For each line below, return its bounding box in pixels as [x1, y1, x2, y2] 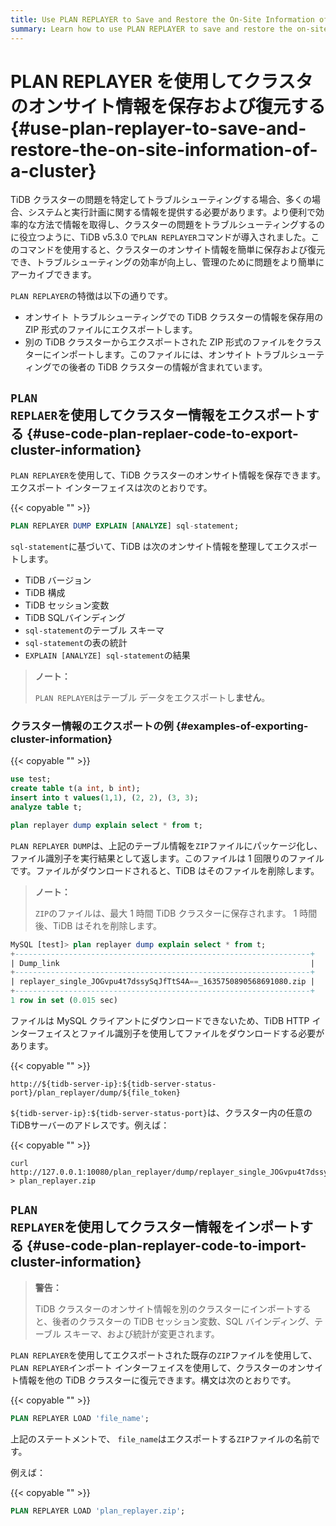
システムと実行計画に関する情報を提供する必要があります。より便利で [27, 206, 316, 218]
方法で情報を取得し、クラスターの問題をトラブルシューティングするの [36, 219, 325, 231]
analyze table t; [10, 802, 83, 813]
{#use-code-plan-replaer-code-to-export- [26, 425, 299, 442]
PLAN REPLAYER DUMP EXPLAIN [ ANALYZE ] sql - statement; [10, 521, 240, 531]
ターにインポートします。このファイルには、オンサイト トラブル [24, 349, 290, 361]
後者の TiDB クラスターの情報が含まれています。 [68, 361, 268, 373]
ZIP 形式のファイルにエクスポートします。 [24, 324, 198, 336]
